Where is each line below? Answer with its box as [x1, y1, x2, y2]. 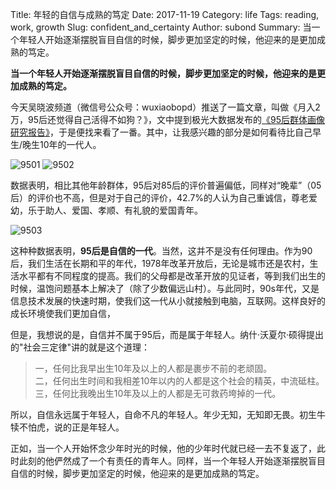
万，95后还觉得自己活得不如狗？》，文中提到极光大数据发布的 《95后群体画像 [10, 114, 325, 125]
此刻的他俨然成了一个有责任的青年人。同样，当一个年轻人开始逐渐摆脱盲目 [18, 455, 326, 467]
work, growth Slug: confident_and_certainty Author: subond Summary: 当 [10, 21, 312, 33]
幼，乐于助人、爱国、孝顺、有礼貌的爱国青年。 [10, 204, 203, 216]
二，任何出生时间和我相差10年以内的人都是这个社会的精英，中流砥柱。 [34, 375, 325, 387]
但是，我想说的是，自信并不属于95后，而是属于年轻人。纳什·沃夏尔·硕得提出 [10, 329, 325, 340]
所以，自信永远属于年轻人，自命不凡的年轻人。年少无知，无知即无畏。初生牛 [10, 409, 326, 420]
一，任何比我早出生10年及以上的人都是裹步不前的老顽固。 [34, 363, 273, 374]
